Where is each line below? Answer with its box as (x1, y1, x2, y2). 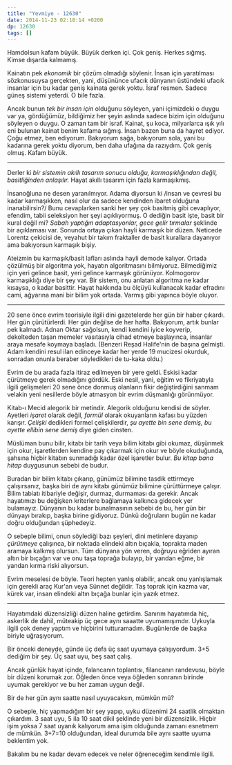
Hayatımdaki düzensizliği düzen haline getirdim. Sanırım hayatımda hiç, (7, 609, 209, 618)
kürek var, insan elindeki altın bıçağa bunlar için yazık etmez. (7, 589, 180, 598)
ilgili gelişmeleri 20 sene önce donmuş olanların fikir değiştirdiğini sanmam (7, 383, 219, 391)
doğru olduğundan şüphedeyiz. (7, 519, 97, 527)
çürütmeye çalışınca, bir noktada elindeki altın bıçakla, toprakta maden (7, 540, 208, 548)
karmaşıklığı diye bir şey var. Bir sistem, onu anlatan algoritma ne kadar (7, 276, 209, 284)
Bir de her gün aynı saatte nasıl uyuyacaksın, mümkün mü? (7, 694, 175, 702)
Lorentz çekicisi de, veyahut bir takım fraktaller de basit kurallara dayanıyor (7, 233, 221, 242)
